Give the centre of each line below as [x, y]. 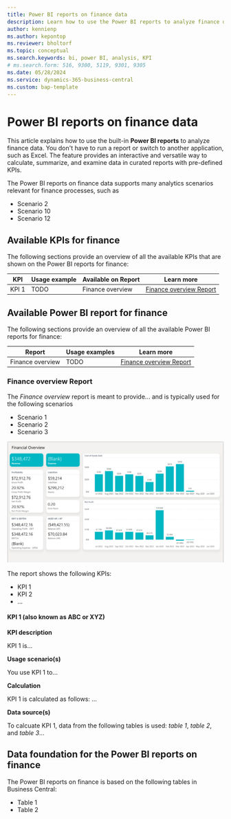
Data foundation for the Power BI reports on [102, 755]
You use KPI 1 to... [33, 672]
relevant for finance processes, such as [63, 191]
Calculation [24, 685]
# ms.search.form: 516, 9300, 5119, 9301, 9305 [77, 65]
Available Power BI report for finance [88, 313]
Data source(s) [29, 712]
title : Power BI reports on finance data [67, 14]
